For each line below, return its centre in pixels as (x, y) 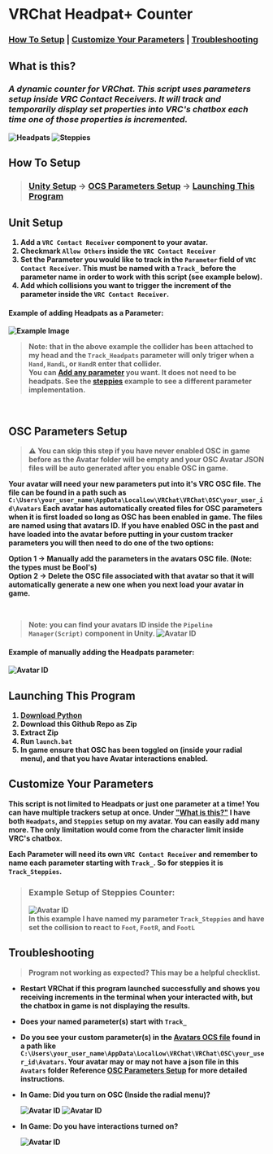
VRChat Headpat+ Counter (101, 14)
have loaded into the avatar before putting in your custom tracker (121, 534)
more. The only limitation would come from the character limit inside (126, 829)
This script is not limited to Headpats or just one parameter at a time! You (134, 803)
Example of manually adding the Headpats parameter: (102, 652)
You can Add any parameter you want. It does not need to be (132, 373)
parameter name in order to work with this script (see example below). (141, 277)
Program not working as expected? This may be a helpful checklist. (144, 973)
